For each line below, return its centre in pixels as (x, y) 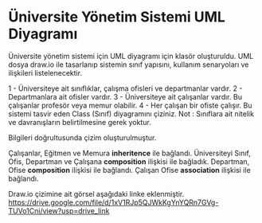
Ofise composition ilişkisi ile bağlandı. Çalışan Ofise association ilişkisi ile (129, 170)
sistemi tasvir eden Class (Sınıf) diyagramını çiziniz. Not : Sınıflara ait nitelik (131, 113)
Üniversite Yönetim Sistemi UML (117, 17)
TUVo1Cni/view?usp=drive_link (59, 210)
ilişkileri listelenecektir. (45, 72)
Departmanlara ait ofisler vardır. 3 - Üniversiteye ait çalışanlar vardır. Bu (125, 96)
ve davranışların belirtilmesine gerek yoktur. (80, 122)
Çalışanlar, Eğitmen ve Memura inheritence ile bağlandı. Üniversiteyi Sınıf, (129, 153)
